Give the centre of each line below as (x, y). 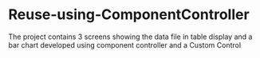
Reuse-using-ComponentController (129, 15)
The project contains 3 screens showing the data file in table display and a (130, 37)
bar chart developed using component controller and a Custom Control (125, 44)
